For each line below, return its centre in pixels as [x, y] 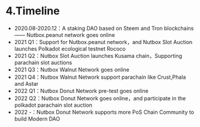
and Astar [26, 83]
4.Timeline [33, 11]
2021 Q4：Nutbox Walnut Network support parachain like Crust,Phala [100, 77]
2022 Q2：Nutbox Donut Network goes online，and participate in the [100, 98]
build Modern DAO [37, 119]
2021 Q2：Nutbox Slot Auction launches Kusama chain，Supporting [98, 55]
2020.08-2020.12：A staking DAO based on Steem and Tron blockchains [104, 28]
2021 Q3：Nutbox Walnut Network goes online [72, 69]
